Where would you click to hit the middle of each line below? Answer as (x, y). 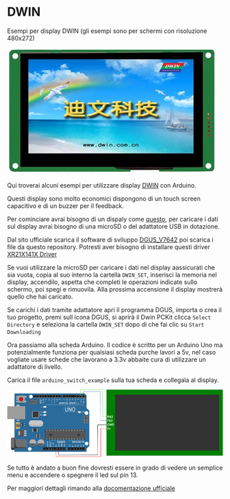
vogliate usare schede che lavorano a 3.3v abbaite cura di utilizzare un (107, 359)
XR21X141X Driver (32, 254)
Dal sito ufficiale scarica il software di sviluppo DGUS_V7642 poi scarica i (110, 240)
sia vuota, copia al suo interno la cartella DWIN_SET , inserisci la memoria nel (112, 274)
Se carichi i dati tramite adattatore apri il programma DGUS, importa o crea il (115, 309)
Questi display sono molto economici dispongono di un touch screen (104, 199)
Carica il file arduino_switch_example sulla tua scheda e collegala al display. (113, 380)
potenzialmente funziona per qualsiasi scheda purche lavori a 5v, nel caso (112, 352)
